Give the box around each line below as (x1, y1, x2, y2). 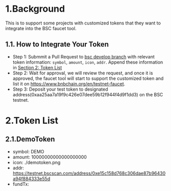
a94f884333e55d (12, 175, 51, 181)
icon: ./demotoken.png (12, 159, 61, 166)
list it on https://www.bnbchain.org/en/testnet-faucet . (12, 80, 126, 87)
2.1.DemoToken (5, 135, 55, 144)
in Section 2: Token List (12, 64, 62, 70)
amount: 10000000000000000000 (12, 154, 87, 160)
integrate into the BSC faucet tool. (5, 25, 77, 31)
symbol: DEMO (12, 148, 44, 154)
